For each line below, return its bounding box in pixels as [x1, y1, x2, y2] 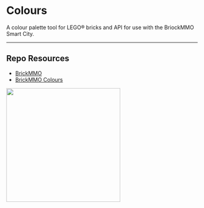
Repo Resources [6, 53, 70, 64]
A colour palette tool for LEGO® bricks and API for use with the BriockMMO [6, 24, 194, 31]
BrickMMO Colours [15, 76, 63, 83]
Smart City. [6, 30, 35, 37]
